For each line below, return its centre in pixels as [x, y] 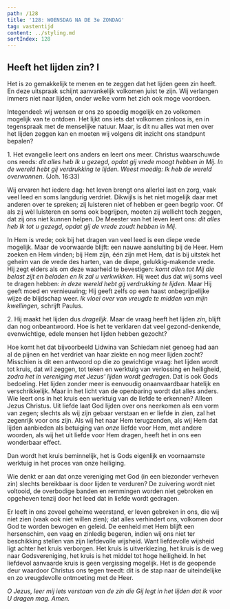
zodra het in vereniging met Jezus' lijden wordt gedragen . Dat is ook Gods [113, 376]
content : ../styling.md [41, 33]
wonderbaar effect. [34, 442]
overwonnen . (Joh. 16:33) [44, 176]
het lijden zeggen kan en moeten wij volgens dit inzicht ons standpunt [106, 133]
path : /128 [23, 13]
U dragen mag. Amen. [39, 598]
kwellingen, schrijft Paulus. [45, 306]
